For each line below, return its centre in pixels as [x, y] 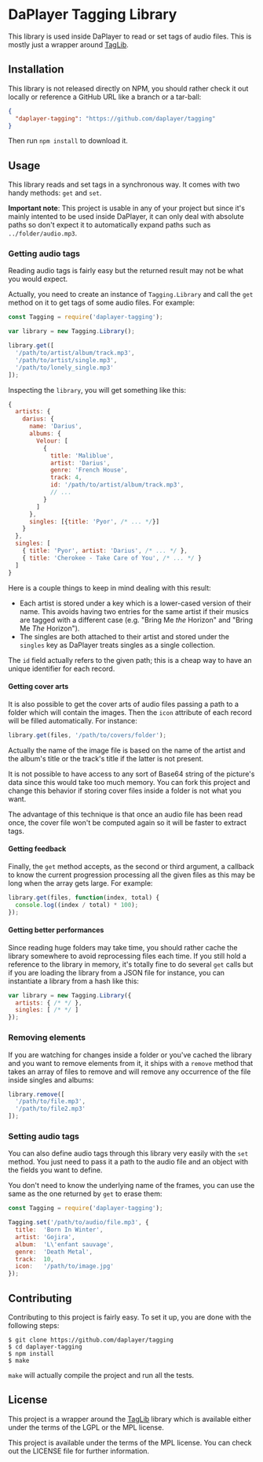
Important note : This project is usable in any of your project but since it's [127, 208]
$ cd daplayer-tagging [45, 1347]
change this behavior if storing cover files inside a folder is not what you [125, 790]
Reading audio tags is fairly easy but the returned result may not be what [126, 271]
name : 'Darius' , [55, 427]
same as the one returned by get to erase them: [85, 1194]
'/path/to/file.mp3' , [51, 1101]
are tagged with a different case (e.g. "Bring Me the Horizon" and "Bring [136, 620]
